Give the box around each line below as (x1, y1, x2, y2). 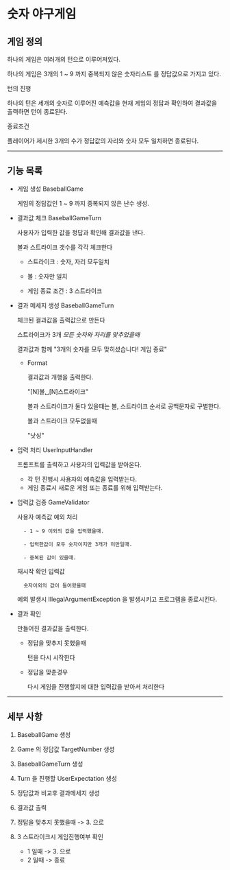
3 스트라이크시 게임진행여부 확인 (16, 832, 104, 840)
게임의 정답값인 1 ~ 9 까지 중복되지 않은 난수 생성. (16, 199, 149, 207)
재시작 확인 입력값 (16, 567, 65, 575)
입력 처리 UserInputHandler (16, 445, 94, 454)
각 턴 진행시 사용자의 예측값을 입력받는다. (27, 475, 138, 483)
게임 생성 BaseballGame (16, 185, 84, 193)
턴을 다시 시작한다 (27, 653, 75, 661)
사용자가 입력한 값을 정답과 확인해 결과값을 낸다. (16, 228, 145, 237)
